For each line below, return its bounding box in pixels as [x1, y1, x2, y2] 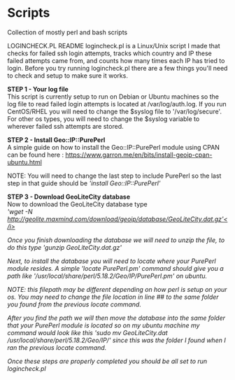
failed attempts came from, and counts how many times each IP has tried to [7, 56, 225, 64]
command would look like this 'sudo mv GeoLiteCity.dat [7, 328, 168, 337]
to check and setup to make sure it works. [7, 71, 128, 80]
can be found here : [7, 150, 64, 159]
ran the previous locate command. [7, 343, 107, 351]
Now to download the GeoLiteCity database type [7, 199, 148, 208]
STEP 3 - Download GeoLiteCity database [7, 192, 131, 201]
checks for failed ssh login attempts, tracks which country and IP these [7, 49, 212, 57]
